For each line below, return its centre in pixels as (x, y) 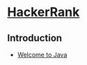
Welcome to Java (42, 55)
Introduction (35, 38)
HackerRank (43, 12)
